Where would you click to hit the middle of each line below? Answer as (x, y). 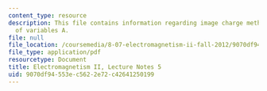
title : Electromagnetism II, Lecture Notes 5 (85, 67)
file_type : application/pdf (55, 52)
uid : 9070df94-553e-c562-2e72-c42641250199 (81, 74)
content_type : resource (48, 15)
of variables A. (42, 30)
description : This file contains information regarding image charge (126, 23)
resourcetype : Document (48, 60)
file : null (26, 38)
